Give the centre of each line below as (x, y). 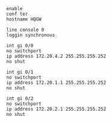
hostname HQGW (24, 19)
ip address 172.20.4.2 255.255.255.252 (56, 56)
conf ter (17, 14)
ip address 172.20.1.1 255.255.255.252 (56, 83)
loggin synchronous (31, 35)
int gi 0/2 (20, 98)
